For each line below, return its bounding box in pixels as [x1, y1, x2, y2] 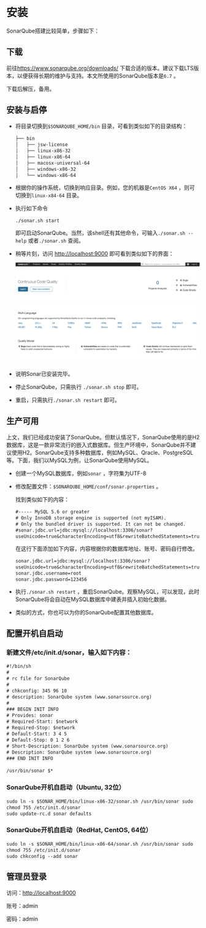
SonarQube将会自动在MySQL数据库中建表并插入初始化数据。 [15, 596, 170, 603]
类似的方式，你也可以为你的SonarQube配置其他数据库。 [15, 608, 158, 616]
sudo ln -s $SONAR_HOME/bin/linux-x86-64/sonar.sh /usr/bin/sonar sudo [6, 841, 193, 847]
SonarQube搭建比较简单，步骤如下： [6, 27, 100, 34]
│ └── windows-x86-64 [15, 172, 77, 178]
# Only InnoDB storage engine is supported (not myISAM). [15, 514, 167, 521]
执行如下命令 [15, 204, 48, 212]
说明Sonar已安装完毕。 [15, 370, 74, 377]
